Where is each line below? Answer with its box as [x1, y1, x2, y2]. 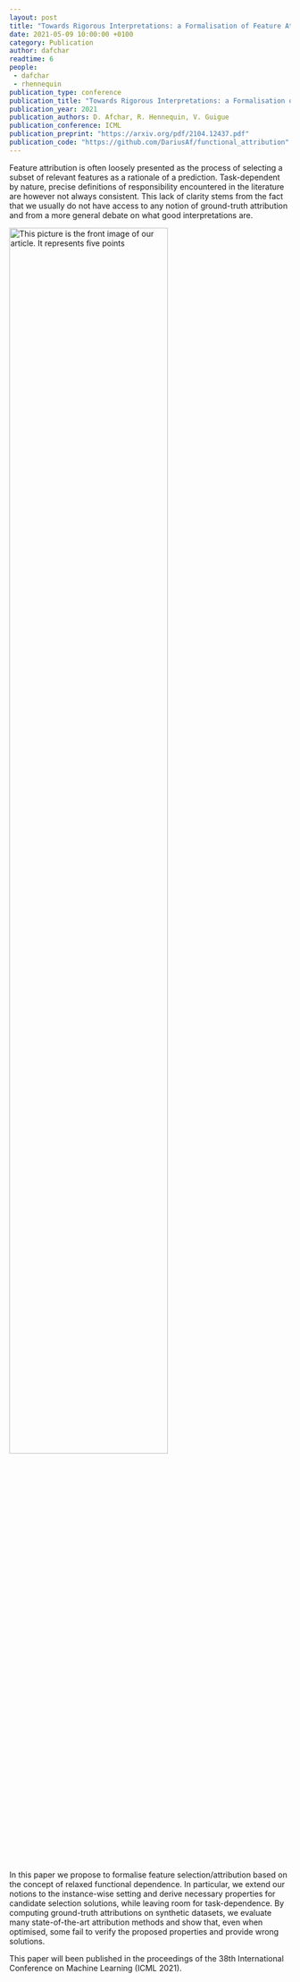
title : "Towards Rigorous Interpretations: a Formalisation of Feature [9, 21, 281, 30]
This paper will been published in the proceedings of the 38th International [9, 1952, 284, 1963]
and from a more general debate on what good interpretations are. [9, 209, 254, 220]
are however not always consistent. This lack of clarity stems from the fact [9, 190, 284, 201]
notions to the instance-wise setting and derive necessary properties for [9, 1888, 276, 1899]
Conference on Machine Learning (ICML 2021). [9, 1962, 182, 1973]
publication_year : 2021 [9, 105, 98, 114]
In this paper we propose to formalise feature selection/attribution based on [9, 1869, 287, 1880]
